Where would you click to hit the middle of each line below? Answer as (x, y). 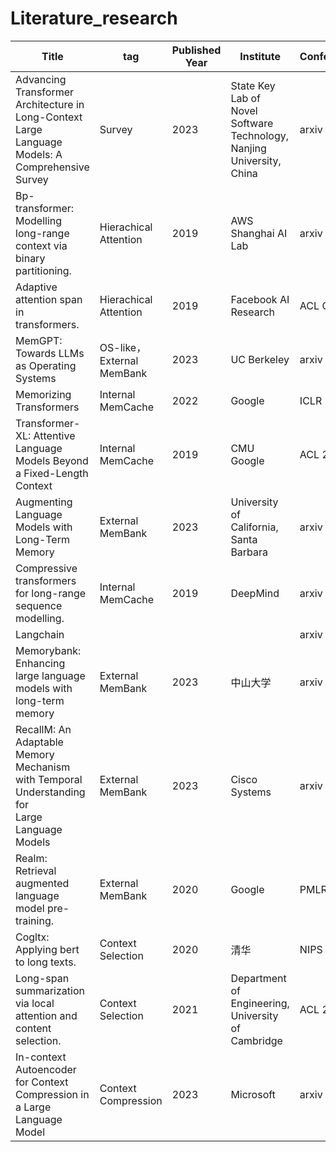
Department (258, 978)
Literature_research (94, 18)
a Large (33, 1107)
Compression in (52, 1094)
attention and (46, 1015)
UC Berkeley (260, 359)
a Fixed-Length (52, 473)
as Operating (46, 365)
